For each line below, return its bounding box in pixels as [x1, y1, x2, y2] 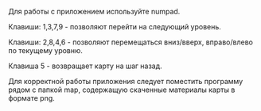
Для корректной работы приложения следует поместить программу [8, 77, 243, 86]
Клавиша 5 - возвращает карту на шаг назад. [8, 61, 163, 71]
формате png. [8, 94, 56, 102]
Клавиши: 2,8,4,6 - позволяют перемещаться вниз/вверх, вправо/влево [8, 37, 253, 47]
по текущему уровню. [8, 46, 84, 55]
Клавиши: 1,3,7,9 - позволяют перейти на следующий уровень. [8, 22, 221, 31]
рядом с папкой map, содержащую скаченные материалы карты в [8, 85, 236, 94]
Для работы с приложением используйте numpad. [8, 7, 181, 16]
